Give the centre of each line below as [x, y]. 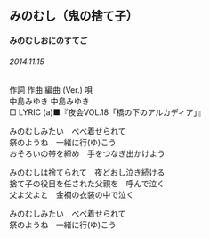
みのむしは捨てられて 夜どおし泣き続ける [87, 173]
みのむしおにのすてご [48, 40]
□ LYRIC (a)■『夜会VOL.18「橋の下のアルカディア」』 [107, 112]
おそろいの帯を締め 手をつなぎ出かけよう [87, 153]
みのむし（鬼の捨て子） [73, 16]
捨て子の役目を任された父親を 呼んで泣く [87, 184]
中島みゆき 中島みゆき [49, 102]
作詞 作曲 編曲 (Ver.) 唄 [51, 90]
